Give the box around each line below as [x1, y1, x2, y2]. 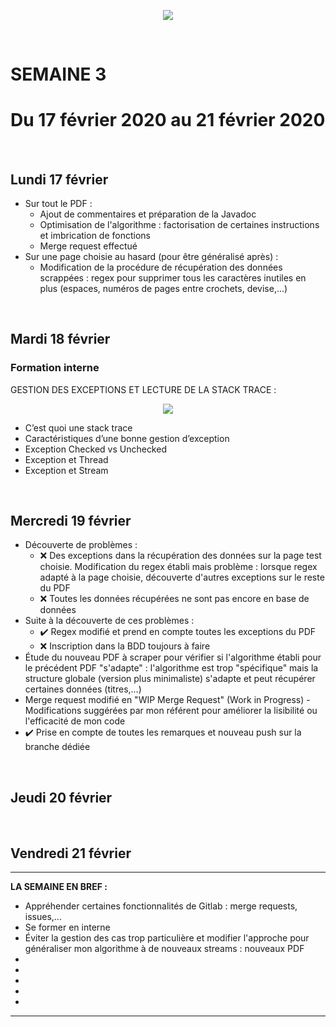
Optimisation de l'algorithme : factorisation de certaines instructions [39, 218, 320, 230]
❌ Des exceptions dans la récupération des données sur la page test [39, 550, 322, 562]
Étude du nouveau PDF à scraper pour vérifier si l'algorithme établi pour [24, 651, 322, 664]
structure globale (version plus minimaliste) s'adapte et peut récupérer [24, 673, 316, 685]
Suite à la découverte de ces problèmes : [24, 615, 195, 627]
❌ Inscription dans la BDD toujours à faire [39, 640, 211, 652]
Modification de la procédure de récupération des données [39, 261, 283, 273]
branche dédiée [24, 741, 91, 753]
